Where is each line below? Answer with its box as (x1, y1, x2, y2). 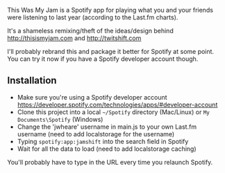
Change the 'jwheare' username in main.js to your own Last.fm (17, 122, 197, 131)
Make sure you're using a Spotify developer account (17, 93, 168, 101)
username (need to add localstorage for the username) (17, 129, 175, 138)
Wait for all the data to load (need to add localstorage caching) (17, 145, 197, 153)
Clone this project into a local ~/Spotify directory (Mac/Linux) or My (17, 107, 210, 116)
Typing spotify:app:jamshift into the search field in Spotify (17, 137, 189, 145)
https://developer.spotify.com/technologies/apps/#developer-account (17, 100, 218, 109)
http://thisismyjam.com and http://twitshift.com (7, 34, 142, 42)
